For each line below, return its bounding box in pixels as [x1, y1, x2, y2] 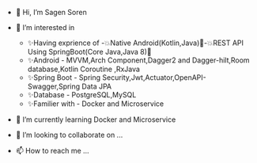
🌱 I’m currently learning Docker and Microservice [15, 115, 176, 124]
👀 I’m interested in [15, 23, 75, 32]
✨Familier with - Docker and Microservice [27, 99, 164, 108]
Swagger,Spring [27, 81, 81, 91]
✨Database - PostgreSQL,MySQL [27, 90, 137, 99]
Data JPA [81, 81, 112, 91]
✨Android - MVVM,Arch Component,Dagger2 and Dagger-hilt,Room [27, 55, 251, 65]
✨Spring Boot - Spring [27, 73, 101, 82]
